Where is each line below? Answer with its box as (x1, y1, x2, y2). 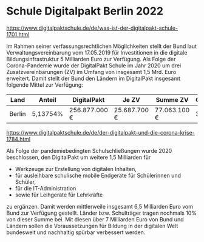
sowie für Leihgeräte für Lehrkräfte (15, 191, 103, 198)
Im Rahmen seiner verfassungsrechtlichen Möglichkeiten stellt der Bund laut (6, 42, 197, 50)
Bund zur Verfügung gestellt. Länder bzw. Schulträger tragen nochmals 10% (6, 209, 197, 217)
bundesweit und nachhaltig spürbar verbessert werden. (6, 229, 146, 236)
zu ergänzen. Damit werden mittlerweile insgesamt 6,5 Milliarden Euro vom (6, 203, 193, 210)
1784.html (6, 135, 31, 143)
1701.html (6, 30, 30, 38)
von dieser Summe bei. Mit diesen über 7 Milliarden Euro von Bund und (6, 215, 184, 223)
